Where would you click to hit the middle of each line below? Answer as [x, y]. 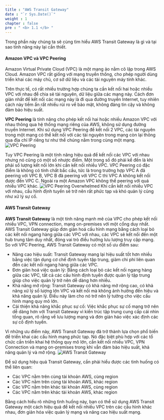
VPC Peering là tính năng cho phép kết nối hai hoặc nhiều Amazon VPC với [81, 119]
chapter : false [22, 23]
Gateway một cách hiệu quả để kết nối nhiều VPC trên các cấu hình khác [79, 407]
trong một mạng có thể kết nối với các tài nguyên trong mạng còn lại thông [80, 135]
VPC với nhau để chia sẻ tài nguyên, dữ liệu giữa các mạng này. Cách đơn [80, 94]
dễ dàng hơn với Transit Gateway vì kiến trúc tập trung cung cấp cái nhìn [85, 311]
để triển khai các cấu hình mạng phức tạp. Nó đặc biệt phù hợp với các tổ [79, 337]
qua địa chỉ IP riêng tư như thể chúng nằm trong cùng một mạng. [70, 140]
